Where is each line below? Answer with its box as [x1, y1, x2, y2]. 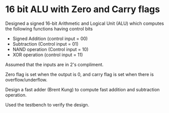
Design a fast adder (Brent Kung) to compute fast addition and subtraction [5, 86, 160, 92]
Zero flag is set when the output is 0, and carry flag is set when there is [5, 71, 154, 77]
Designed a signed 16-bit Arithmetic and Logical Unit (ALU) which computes [5, 20, 164, 26]
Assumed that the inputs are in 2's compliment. [5, 61, 104, 67]
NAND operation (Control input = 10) [12, 46, 89, 52]
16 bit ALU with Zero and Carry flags [5, 4, 160, 15]
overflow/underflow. [5, 77, 48, 83]
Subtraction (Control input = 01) [12, 41, 79, 47]
